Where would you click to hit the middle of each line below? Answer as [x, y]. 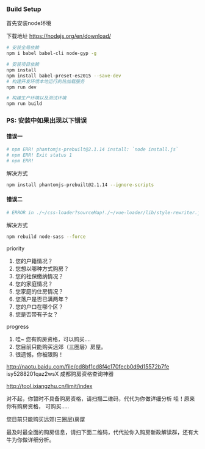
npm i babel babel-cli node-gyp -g [52, 54]
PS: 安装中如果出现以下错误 [47, 121]
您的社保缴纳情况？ [39, 276]
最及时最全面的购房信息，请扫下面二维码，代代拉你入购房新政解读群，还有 [100, 432]
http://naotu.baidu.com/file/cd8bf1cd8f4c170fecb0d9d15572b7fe [88, 366]
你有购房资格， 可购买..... [38, 406]
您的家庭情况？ [34, 284]
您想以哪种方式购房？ [42, 268]
